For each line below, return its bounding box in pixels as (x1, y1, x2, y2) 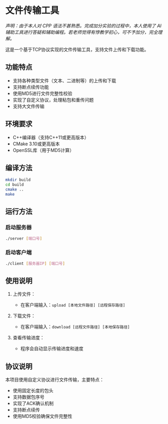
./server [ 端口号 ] (5, 236, 43, 241)
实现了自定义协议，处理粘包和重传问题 (12, 97, 94, 103)
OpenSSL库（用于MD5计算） (12, 147, 74, 153)
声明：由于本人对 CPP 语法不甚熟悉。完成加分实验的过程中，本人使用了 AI (5, 23, 162, 29)
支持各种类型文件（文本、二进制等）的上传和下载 (12, 78, 116, 84)
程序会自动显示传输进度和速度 (20, 345, 83, 352)
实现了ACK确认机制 (12, 400, 54, 407)
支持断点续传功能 (12, 84, 49, 90)
